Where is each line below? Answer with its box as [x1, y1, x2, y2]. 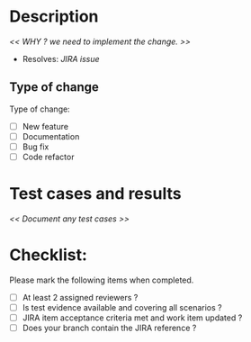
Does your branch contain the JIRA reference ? [22, 322, 197, 334]
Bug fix [22, 141, 49, 152]
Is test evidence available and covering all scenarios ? [22, 301, 222, 312]
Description [9, 6, 99, 27]
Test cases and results [9, 184, 182, 204]
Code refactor [22, 151, 75, 162]
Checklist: [9, 245, 88, 265]
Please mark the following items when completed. [9, 274, 194, 285]
